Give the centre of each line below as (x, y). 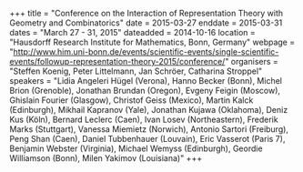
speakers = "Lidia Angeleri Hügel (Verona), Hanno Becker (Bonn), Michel (146, 81)
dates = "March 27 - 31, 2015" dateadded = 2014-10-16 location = (133, 32)
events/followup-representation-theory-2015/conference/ (117, 61)
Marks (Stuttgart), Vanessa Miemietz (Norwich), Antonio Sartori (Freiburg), (149, 129)
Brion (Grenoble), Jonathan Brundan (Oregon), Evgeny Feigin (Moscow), (145, 91)
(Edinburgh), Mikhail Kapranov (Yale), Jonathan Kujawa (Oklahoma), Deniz (149, 110)
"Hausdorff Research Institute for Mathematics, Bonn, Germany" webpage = (152, 42)
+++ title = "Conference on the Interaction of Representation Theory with (146, 13)
